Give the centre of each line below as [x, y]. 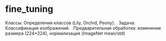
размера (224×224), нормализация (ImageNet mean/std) [65, 33]
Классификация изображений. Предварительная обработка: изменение [83, 28]
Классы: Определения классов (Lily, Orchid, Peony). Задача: [70, 23]
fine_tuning [29, 9]
